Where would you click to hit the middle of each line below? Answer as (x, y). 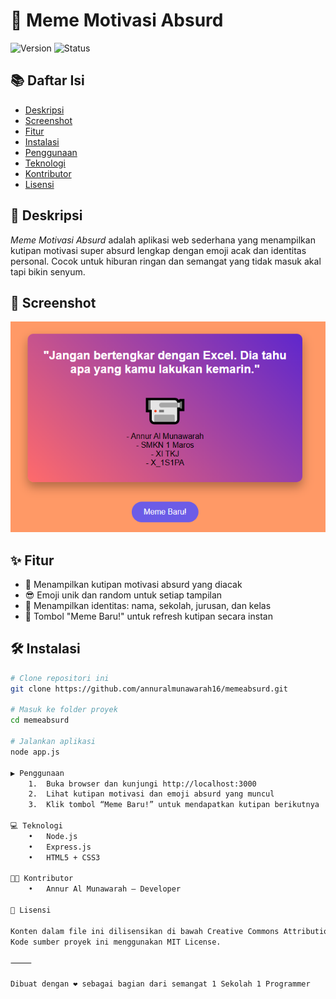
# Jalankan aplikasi (53, 742)
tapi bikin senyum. (48, 271)
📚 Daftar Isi (47, 80)
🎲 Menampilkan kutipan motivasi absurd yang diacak (133, 584)
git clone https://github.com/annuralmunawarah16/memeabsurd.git (149, 689)
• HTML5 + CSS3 (64, 857)
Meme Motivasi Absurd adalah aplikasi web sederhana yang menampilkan (163, 240)
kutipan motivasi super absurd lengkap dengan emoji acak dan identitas (158, 250)
